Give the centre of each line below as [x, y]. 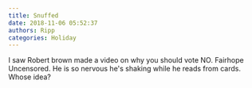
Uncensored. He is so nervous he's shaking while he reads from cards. [125, 69]
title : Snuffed [33, 15]
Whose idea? [30, 77]
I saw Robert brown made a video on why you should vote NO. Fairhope [126, 60]
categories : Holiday [43, 38]
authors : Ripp [32, 30]
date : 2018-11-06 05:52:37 [53, 23]
